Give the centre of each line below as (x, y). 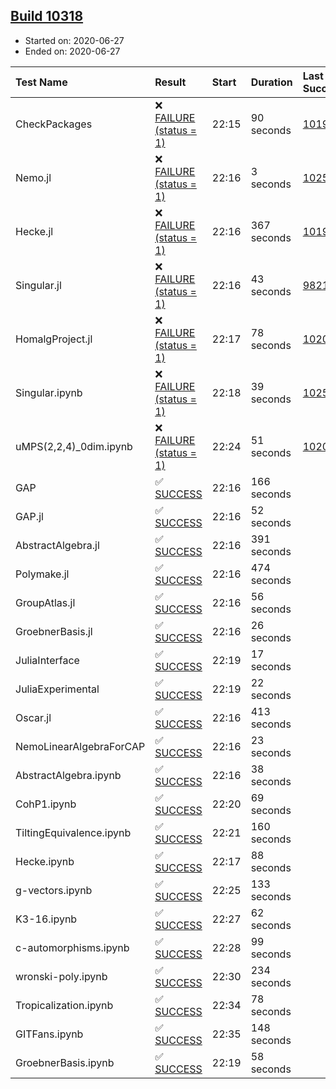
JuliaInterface (47, 660)
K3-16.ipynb (46, 919)
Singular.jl (38, 285)
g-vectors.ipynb (54, 890)
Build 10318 (47, 16)
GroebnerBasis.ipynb (65, 1062)
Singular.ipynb (49, 392)
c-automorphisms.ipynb (72, 947)
